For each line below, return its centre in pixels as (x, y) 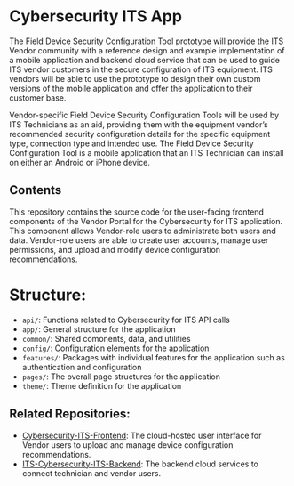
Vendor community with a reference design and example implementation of (147, 50)
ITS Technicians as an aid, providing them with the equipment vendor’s (139, 124)
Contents (36, 190)
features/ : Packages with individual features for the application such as (154, 357)
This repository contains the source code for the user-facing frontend (137, 212)
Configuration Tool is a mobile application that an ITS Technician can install (147, 152)
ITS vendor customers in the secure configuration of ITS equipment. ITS (141, 69)
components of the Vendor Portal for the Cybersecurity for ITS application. (146, 221)
